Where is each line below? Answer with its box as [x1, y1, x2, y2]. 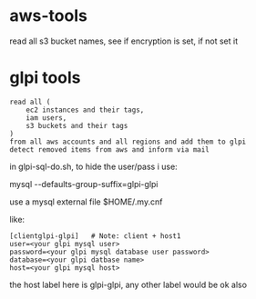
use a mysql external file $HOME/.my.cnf [9, 196, 163, 207]
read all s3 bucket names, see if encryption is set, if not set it [9, 35, 239, 46]
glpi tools [9, 67, 81, 88]
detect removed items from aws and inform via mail [9, 145, 210, 154]
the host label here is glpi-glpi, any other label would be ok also [9, 279, 248, 290]
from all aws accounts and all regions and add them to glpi [9, 137, 247, 146]
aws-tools [9, 5, 88, 26]
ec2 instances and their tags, [26, 105, 145, 115]
